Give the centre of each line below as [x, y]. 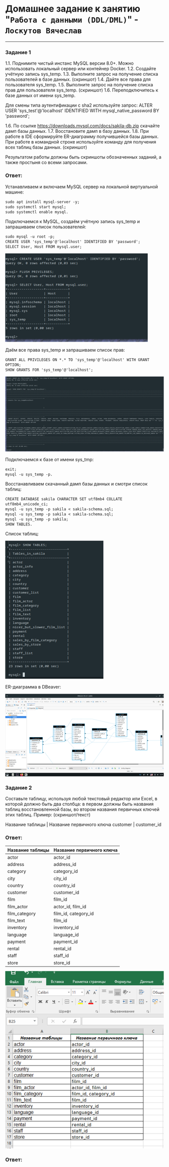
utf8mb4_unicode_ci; [27, 504]
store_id [62, 962]
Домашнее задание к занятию [73, 9]
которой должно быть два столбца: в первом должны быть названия [79, 804]
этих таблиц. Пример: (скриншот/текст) [48, 814]
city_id [60, 878]
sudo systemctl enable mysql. [37, 212]
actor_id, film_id [70, 906]
